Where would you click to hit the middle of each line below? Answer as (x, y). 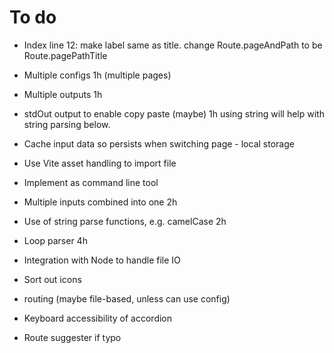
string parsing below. (67, 124)
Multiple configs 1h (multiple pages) (97, 75)
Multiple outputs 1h (63, 94)
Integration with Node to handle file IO (102, 260)
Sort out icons (52, 279)
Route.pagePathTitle (65, 55)
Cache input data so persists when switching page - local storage (159, 143)
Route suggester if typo (72, 337)
